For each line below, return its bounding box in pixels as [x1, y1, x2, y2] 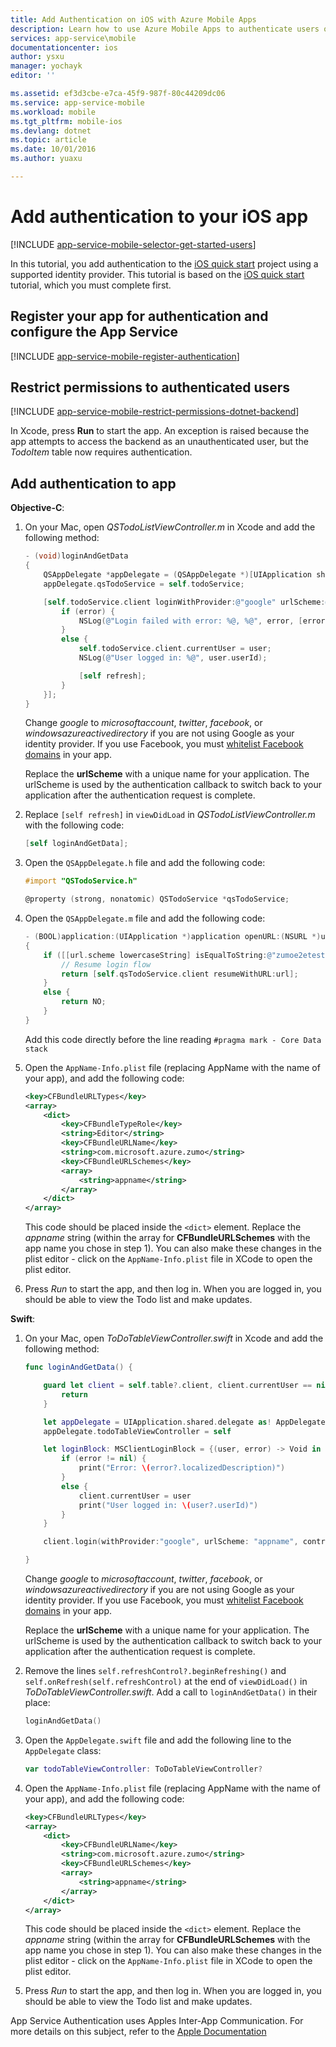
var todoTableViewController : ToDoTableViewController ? [24, 1764, 263, 1774]
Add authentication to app [10, 475, 177, 492]
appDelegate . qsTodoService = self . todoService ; [43, 579, 245, 589]
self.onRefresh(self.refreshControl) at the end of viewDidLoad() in [24, 1676, 308, 1687]
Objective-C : [10, 502, 65, 514]
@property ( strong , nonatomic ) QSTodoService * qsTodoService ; [24, 894, 290, 905]
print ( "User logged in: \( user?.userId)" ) [78, 1500, 259, 1510]
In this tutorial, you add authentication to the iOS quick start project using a [10, 257, 319, 270]
